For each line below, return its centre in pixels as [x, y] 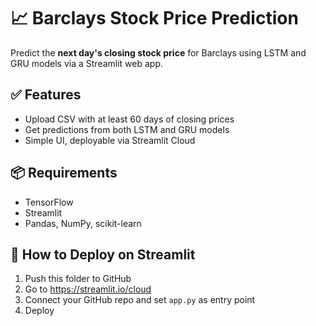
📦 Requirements [64, 173]
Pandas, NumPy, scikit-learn [83, 223]
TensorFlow [49, 202]
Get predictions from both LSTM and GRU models [127, 129]
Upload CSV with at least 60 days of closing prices [129, 119]
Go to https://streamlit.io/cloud [88, 289]
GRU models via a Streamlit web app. [87, 63]
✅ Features [46, 95]
